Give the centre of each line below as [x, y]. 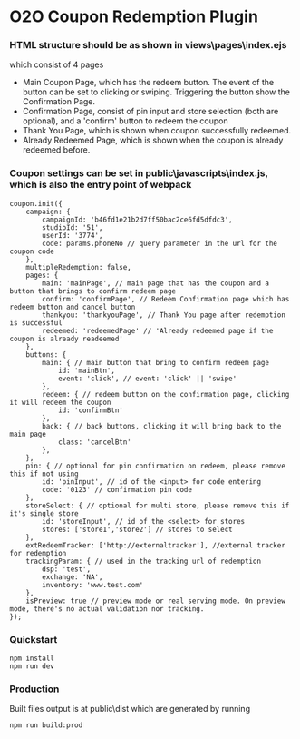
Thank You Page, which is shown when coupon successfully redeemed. [157, 131]
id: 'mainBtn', [87, 370]
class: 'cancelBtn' [94, 442]
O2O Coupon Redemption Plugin [134, 17]
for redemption [38, 553]
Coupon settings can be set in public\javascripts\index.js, [139, 173]
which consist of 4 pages [57, 64]
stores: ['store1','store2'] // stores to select [137, 529]
